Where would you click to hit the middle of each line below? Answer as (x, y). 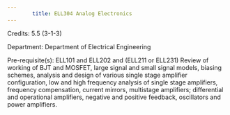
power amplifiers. (32, 104)
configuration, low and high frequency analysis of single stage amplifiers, (113, 82)
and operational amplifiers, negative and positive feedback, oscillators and (114, 97)
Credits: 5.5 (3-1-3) (35, 33)
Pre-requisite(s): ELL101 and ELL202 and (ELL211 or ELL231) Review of (108, 60)
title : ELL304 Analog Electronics (82, 14)
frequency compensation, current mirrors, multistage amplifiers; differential (115, 89)
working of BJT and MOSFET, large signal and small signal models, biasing (114, 67)
